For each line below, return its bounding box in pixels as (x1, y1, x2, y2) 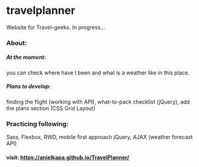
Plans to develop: (6, 83, 51, 90)
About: (6, 39, 27, 47)
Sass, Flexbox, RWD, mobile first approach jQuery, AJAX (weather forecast (6, 134, 193, 141)
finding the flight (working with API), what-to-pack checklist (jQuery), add (6, 98, 191, 105)
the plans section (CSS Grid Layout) (6, 104, 96, 112)
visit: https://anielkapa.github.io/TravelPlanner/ (6, 154, 130, 161)
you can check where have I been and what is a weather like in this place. (6, 69, 190, 76)
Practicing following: (6, 119, 69, 128)
